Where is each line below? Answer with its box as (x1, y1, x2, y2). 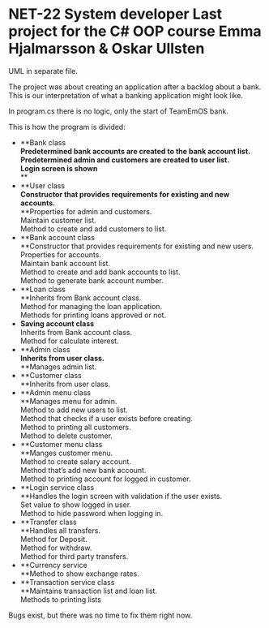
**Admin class (19, 344, 70, 354)
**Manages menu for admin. (19, 396, 117, 406)
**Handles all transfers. (19, 525, 101, 536)
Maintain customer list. (19, 215, 96, 225)
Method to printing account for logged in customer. (19, 474, 191, 484)
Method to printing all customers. (19, 422, 131, 432)
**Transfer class (19, 517, 77, 527)
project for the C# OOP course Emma (8, 22, 262, 41)
